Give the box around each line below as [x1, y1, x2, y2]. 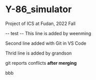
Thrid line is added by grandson [5, 50, 72, 56]
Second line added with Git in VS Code [5, 40, 86, 46]
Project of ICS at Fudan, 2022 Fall [5, 20, 76, 26]
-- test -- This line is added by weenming [5, 30, 91, 36]
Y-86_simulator [5, 4, 72, 15]
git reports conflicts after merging [5, 60, 77, 66]
